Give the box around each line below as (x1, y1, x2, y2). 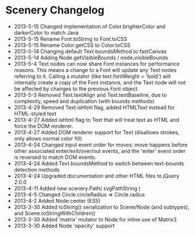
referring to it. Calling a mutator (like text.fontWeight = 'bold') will (13, 73, 171, 80)
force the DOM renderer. (13, 122, 74, 130)
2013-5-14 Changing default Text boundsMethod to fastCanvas (13, 47, 167, 55)
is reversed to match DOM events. (13, 154, 97, 161)
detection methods (13, 166, 60, 173)
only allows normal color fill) (13, 135, 83, 142)
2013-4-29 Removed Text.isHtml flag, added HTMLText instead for (13, 104, 175, 111)
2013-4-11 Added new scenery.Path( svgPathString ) (13, 185, 141, 192)
